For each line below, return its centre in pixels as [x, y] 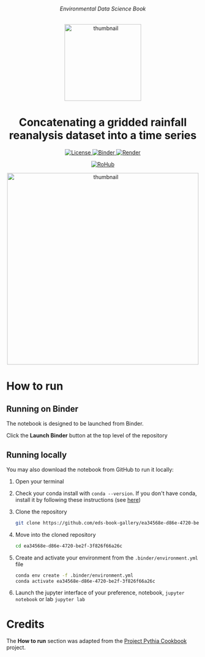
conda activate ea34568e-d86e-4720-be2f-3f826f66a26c [85, 581]
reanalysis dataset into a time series [103, 136]
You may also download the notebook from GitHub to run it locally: [90, 469]
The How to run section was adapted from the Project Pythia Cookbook [97, 641]
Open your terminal [39, 481]
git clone [28, 523]
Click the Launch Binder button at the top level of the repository [87, 436]
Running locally [37, 455]
